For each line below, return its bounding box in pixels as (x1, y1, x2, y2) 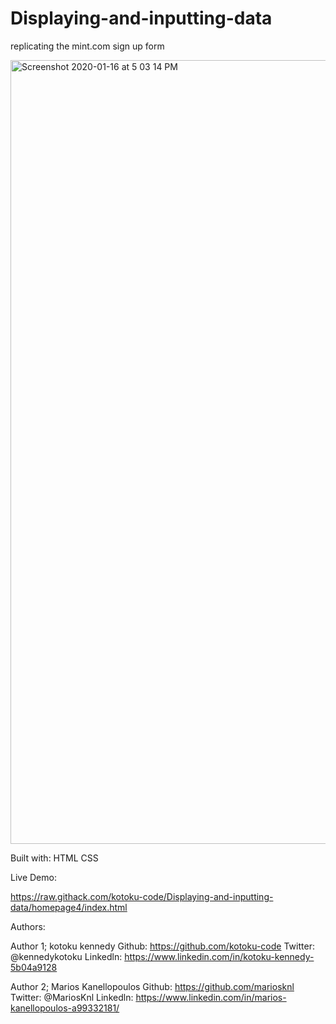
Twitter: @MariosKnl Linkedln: (10, 991, 134, 1003)
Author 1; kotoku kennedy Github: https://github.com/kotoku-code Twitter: (10, 940, 315, 952)
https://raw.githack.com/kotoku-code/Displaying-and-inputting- (10, 890, 274, 902)
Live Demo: (10, 871, 57, 883)
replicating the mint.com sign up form (10, 40, 165, 52)
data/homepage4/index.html (10, 901, 128, 913)
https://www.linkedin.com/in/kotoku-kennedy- (124, 950, 315, 962)
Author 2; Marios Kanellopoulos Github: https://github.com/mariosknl (10, 980, 295, 992)
